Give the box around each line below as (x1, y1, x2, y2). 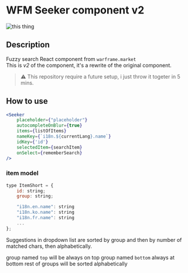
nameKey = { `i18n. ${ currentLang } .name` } (16, 134, 111, 139)
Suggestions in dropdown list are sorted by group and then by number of (6, 236, 182, 243)
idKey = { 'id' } (16, 139, 49, 145)
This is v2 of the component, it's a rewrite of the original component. (6, 62, 172, 69)
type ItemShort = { (6, 182, 54, 188)
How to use (6, 96, 48, 106)
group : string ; (16, 193, 54, 199)
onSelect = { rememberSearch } (16, 150, 83, 156)
